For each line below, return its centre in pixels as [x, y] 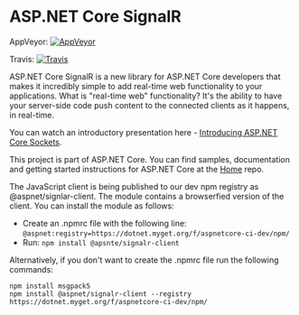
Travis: [22, 59]
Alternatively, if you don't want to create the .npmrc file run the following [144, 260]
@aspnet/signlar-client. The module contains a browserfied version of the [147, 196]
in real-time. [32, 115]
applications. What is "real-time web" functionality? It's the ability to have [146, 96]
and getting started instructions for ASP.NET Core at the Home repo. [137, 169]
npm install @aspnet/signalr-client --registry [101, 294]
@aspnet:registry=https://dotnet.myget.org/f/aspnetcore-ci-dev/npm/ [156, 233]
